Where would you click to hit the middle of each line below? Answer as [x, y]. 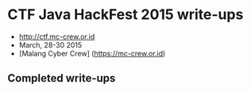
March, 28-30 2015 [50, 44]
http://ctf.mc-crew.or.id [57, 36]
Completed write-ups [62, 78]
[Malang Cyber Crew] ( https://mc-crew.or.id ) [92, 53]
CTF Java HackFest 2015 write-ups [125, 15]
